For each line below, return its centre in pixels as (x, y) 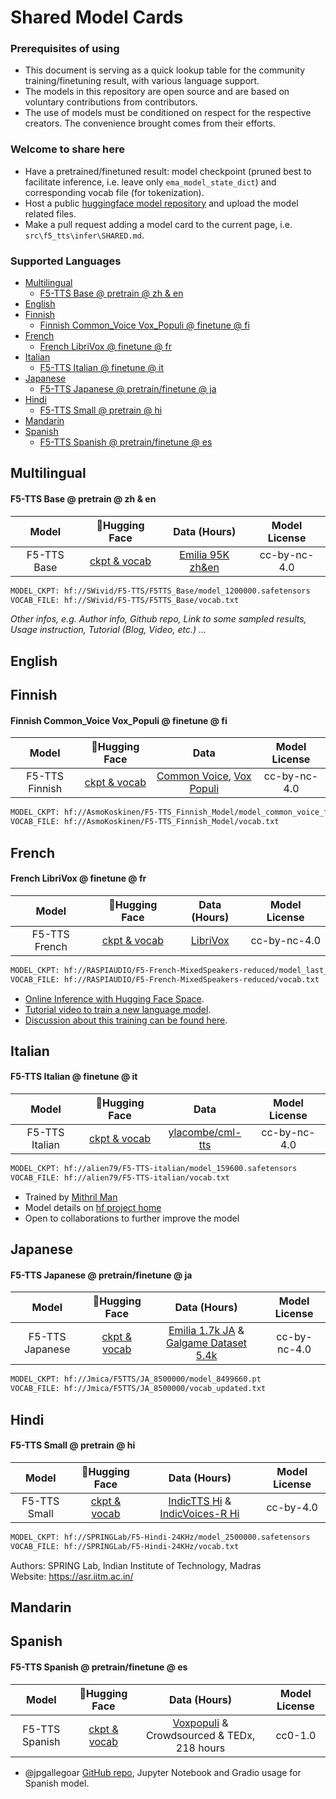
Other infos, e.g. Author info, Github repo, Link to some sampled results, (158, 619)
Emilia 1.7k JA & (206, 1331)
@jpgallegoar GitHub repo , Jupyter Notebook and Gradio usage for (163, 1772)
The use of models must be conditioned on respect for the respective (168, 113)
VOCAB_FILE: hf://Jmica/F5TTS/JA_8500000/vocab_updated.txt (138, 1389)
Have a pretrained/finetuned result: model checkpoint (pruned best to (168, 171)
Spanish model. (57, 1783)
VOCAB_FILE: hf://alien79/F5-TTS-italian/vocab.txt (120, 1177)
